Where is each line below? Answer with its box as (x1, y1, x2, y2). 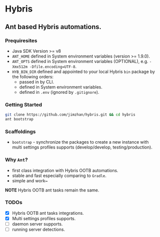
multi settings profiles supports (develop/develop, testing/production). (12, 144, 153, 150)
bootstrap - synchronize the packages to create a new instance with (12, 139, 149, 145)
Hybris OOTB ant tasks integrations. (12, 210, 84, 216)
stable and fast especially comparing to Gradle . (12, 173, 107, 178)
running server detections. (12, 226, 65, 232)
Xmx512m (12, 64, 28, 69)
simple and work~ (12, 178, 48, 183)
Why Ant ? (5, 156, 28, 163)
